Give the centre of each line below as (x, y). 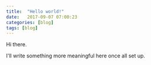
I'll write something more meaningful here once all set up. (76, 56)
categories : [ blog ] (30, 22)
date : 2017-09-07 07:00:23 (42, 17)
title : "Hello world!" (35, 11)
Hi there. (16, 45)
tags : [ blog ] (22, 28)
